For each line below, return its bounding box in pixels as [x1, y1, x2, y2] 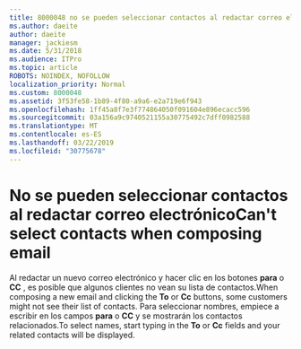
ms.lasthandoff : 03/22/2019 [9, 138, 115, 147]
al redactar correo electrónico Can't [9, 204, 278, 224]
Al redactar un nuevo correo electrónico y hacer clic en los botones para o [9, 272, 285, 283]
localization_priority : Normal [9, 80, 126, 89]
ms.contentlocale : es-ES [9, 130, 102, 139]
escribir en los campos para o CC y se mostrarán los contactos [9, 310, 244, 321]
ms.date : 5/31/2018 [9, 47, 82, 56]
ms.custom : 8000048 [9, 88, 82, 97]
